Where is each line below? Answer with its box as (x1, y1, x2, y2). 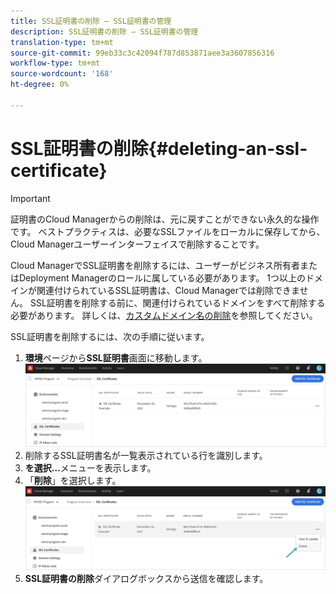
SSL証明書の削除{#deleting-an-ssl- (10, 137, 308, 160)
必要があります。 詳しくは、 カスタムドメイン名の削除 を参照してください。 (10, 309, 318, 321)
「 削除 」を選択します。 (24, 474, 122, 486)
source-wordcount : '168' (10, 69, 114, 79)
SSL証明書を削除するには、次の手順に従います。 (10, 330, 210, 342)
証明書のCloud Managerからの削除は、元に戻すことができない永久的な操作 (10, 213, 320, 225)
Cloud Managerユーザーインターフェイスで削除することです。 (10, 238, 265, 250)
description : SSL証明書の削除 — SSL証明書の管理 (10, 26, 199, 37)
